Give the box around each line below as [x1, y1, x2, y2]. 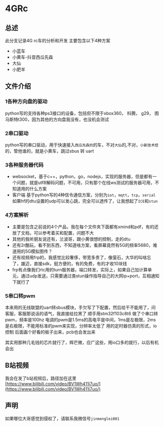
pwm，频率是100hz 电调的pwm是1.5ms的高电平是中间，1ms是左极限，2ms [5, 317, 156, 322]
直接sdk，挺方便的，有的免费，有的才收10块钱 [33, 261, 127, 266]
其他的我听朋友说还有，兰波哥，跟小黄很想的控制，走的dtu [12, 236, 131, 242]
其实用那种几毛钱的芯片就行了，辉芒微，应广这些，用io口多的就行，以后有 [5, 339, 155, 345]
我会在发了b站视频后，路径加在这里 [5, 375, 77, 381]
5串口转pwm [5, 293, 36, 299]
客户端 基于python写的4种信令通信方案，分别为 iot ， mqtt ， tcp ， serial [12, 192, 156, 198]
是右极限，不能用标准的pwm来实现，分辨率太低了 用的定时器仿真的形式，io [5, 322, 157, 329]
